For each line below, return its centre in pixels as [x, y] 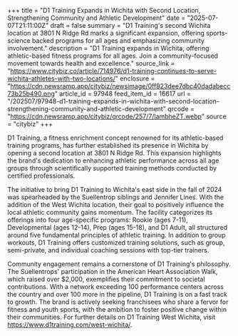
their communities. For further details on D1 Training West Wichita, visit [112, 317]
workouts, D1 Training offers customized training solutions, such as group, [116, 243]
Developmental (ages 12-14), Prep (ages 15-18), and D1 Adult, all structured [118, 227]
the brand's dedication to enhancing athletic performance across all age [113, 161]
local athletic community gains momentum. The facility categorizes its [110, 212]
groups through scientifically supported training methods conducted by [112, 168]
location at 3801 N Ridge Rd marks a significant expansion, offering [106, 33]
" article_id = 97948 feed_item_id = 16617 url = [123, 93]
